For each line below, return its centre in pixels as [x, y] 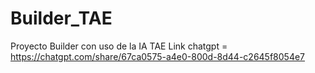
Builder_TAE [61, 18]
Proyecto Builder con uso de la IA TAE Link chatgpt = [119, 46]
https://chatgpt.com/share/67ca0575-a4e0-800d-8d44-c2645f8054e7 [158, 56]
